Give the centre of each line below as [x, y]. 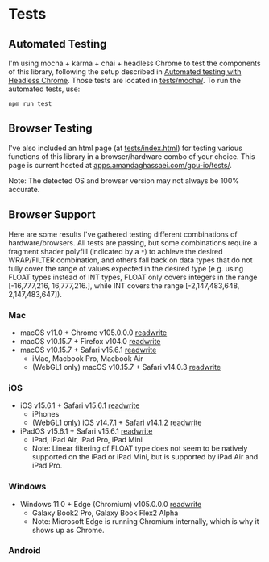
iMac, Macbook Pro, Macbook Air [87, 358]
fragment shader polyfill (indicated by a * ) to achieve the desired [116, 251]
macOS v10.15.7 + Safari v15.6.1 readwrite [88, 350]
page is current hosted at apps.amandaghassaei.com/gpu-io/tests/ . [120, 165]
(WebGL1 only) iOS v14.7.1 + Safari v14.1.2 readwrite [117, 423]
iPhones [46, 414]
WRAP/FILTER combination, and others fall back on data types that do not [130, 260]
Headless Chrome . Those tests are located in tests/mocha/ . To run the [125, 80]
